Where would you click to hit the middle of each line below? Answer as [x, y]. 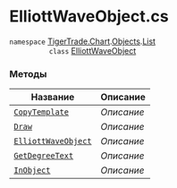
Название [53, 98]
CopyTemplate [42, 112]
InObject [32, 171]
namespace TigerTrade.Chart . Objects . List [83, 41]
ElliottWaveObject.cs [89, 17]
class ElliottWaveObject [93, 50]
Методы [28, 73]
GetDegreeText [44, 156]
